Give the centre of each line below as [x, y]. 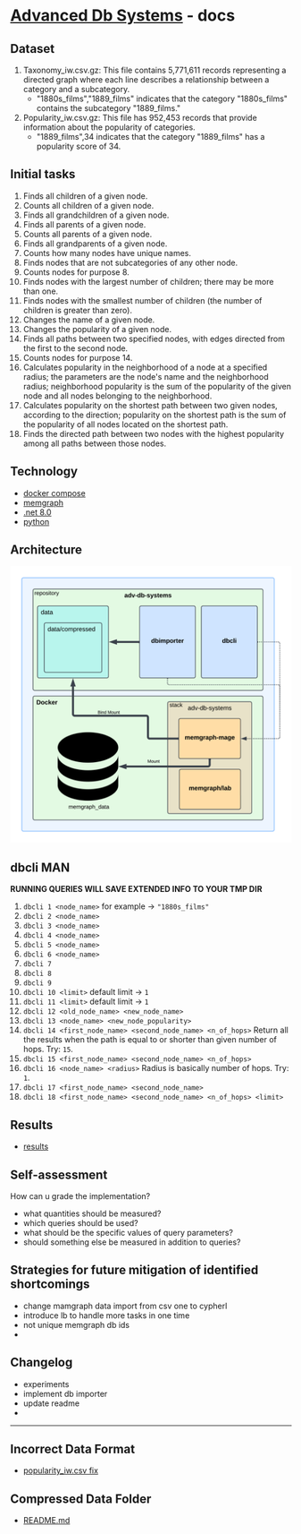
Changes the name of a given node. [89, 320]
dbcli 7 [37, 964]
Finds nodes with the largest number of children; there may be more [148, 281]
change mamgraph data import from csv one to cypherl [125, 1306]
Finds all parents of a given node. [84, 224]
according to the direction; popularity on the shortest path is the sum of [155, 415]
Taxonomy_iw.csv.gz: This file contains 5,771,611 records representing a [155, 70]
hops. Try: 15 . [48, 1050]
